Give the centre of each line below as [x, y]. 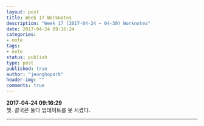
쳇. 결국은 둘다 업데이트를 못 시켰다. [48, 110]
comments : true [25, 86]
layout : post [23, 12]
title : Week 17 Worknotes [39, 18]
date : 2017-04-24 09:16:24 [40, 29]
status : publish [27, 57]
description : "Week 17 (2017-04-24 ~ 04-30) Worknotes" [78, 23]
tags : [13, 46]
